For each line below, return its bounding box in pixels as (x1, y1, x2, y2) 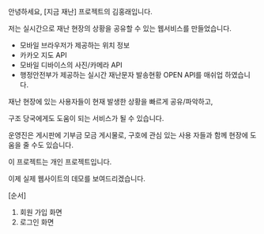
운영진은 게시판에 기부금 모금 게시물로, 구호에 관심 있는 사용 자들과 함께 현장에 (8, 130, 249, 140)
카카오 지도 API (19, 51, 67, 59)
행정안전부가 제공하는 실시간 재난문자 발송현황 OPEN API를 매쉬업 (19, 70, 224, 79)
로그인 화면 (19, 217, 55, 227)
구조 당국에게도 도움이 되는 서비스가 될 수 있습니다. (8, 114, 164, 123)
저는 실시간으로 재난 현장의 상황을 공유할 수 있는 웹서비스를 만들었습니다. (8, 24, 232, 33)
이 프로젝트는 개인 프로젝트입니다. (8, 157, 112, 166)
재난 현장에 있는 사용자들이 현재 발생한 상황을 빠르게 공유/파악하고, (8, 97, 213, 106)
